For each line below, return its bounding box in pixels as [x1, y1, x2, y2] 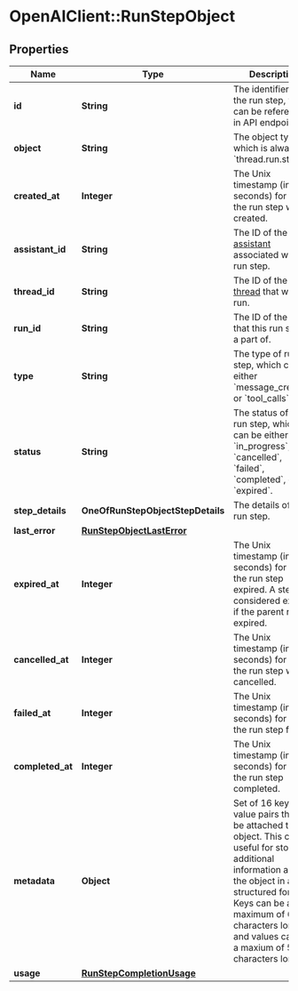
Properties [9, 42, 69, 57]
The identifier [233, 83, 290, 95]
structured [233, 886, 278, 898]
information [233, 864, 282, 875]
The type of [233, 348, 282, 359]
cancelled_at [13, 654, 69, 665]
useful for [233, 842, 274, 853]
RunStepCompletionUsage [81, 967, 197, 979]
